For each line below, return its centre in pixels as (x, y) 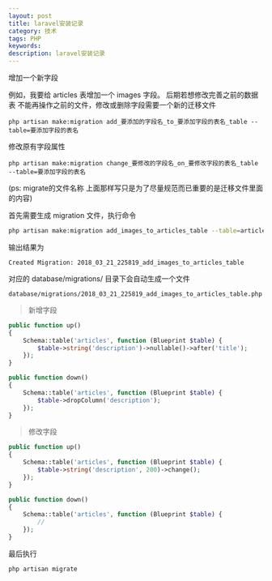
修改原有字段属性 (37, 146)
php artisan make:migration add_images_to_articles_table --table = (125, 231)
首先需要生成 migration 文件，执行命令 (72, 215)
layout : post (30, 16)
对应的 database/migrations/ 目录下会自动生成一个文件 (99, 278)
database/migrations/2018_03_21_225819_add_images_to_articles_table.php (136, 294)
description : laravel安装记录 (57, 53)
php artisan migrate (43, 569)
